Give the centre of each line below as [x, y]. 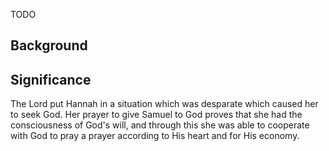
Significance [51, 79]
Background [49, 45]
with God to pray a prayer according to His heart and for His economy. [155, 136]
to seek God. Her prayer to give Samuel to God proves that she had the [156, 115]
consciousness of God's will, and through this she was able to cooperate [160, 125]
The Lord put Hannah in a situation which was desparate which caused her [164, 104]
